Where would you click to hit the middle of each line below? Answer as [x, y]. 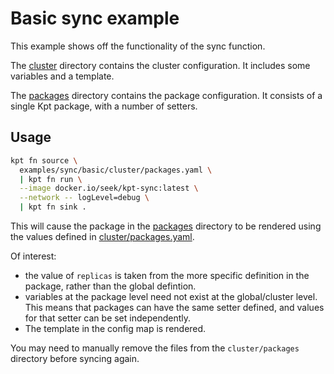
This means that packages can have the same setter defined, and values [174, 307]
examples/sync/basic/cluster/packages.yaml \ [116, 170]
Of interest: [33, 256]
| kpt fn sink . [53, 207]
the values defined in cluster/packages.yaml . [102, 236]
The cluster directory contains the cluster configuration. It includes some [160, 65]
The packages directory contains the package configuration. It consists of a [166, 95]
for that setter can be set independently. [108, 318]
